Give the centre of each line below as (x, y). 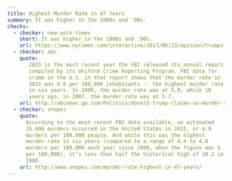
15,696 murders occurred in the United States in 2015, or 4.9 (118, 129)
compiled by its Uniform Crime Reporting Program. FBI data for (123, 71)
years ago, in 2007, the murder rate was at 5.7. (101, 97)
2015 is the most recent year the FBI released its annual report (126, 65)
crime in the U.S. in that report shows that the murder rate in (125, 77)
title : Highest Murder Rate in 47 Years (66, 13)
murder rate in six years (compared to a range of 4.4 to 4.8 (117, 142)
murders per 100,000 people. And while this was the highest (115, 135)
